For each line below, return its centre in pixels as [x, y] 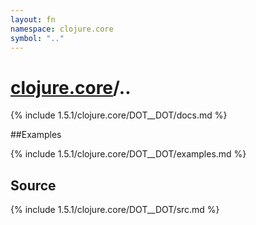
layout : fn [33, 19]
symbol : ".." [37, 38]
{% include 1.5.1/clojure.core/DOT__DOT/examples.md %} [128, 154]
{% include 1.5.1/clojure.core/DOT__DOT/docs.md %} [119, 115]
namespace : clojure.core [62, 29]
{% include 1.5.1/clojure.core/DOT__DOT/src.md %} [115, 210]
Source [33, 185]
